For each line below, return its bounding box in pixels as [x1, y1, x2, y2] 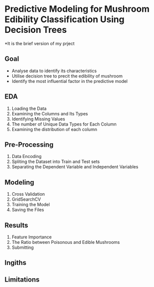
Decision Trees [4, 25, 67, 35]
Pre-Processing [4, 140, 53, 149]
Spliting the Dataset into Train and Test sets [11, 158, 100, 165]
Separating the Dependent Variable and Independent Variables [11, 164, 138, 170]
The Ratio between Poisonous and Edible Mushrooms [11, 239, 120, 245]
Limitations [4, 275, 40, 284]
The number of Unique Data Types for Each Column [11, 121, 117, 127]
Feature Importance [11, 234, 52, 240]
